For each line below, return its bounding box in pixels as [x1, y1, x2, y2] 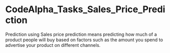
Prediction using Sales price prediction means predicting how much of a [5, 31, 157, 37]
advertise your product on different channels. [5, 42, 101, 48]
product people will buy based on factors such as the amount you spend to [5, 37, 163, 43]
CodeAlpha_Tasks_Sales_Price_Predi [5, 4, 165, 15]
